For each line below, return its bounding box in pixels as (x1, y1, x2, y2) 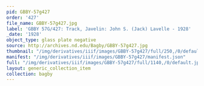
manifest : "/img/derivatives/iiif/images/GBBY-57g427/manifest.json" (6, 54, 186, 60)
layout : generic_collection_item (6, 65, 91, 71)
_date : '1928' (6, 31, 42, 38)
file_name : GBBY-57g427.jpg (6, 20, 78, 26)
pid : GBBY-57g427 (6, 8, 50, 15)
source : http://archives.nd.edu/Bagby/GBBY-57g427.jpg (6, 43, 148, 49)
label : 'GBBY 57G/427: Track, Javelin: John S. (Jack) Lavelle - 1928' (6, 25, 191, 32)
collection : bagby (6, 71, 53, 77)
